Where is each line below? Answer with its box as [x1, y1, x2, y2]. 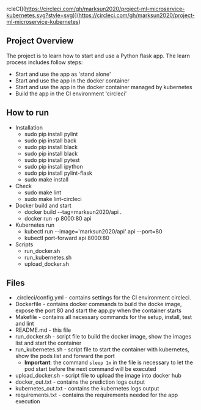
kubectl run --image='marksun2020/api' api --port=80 [24, 227, 163, 235]
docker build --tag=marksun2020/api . [24, 208, 122, 216]
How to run [6, 108, 49, 118]
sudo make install [24, 175, 69, 183]
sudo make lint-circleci [24, 195, 82, 202]
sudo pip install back [24, 137, 77, 144]
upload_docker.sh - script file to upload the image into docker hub [15, 372, 181, 379]
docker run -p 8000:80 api [24, 214, 92, 222]
